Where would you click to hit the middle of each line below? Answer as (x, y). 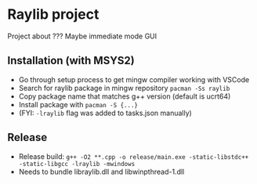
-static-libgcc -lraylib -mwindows (77, 164)
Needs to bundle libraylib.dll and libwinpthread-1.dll (101, 171)
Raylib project (53, 14)
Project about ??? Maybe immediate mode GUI (82, 36)
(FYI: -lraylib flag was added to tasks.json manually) (105, 113)
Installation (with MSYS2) (71, 61)
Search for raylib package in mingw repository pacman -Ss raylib (124, 88)
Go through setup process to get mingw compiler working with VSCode (134, 79)
